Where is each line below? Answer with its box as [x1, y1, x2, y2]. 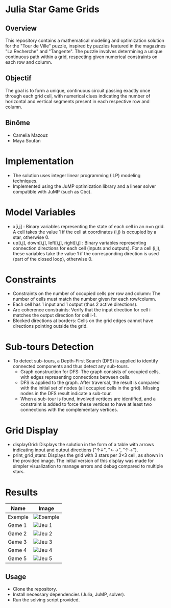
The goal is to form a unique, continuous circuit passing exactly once [5, 87, 151, 93]
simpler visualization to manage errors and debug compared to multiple [12, 463, 163, 469]
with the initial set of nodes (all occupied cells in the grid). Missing [20, 385, 160, 391]
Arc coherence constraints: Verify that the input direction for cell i [12, 307, 151, 313]
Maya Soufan [12, 137, 41, 143]
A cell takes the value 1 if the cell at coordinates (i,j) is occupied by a [12, 229, 157, 235]
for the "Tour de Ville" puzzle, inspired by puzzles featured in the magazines [5, 43, 166, 49]
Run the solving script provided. [12, 597, 80, 603]
